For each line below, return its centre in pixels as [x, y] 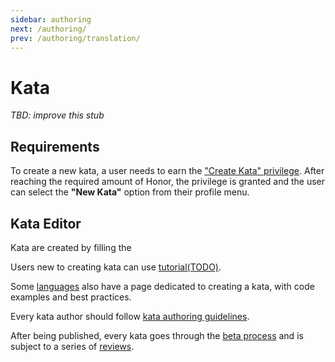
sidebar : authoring [51, 19]
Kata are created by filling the [71, 247]
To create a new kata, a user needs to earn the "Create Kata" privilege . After [167, 171]
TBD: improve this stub [57, 115]
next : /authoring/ [48, 29]
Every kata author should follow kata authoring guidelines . [130, 316]
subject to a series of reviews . [72, 346]
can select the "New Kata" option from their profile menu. [130, 192]
